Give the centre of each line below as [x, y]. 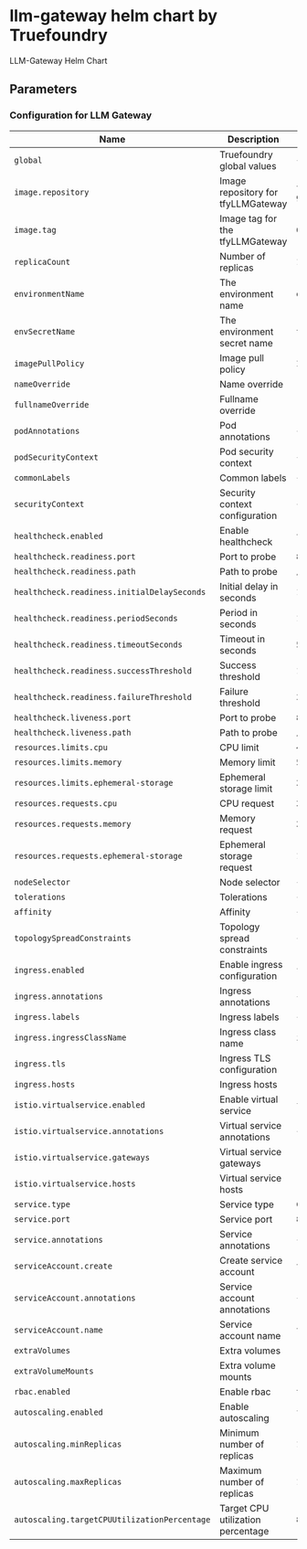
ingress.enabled [49, 970]
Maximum [240, 1470]
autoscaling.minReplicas [68, 1444]
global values [248, 165]
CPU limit [239, 748]
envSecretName [45, 331]
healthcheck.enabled [58, 536]
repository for [249, 192]
